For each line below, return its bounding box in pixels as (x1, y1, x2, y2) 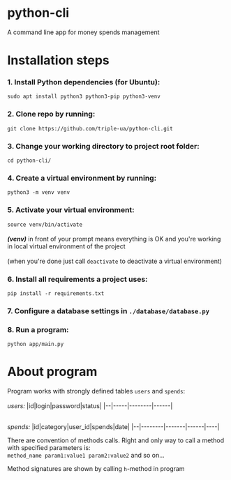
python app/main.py (7, 340, 64, 348)
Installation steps (7, 52, 110, 68)
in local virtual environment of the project (7, 242, 126, 250)
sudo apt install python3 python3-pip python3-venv (7, 93, 161, 100)
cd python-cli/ (7, 157, 52, 165)
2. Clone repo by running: (7, 110, 96, 119)
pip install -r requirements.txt (7, 290, 105, 297)
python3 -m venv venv (7, 189, 70, 196)
